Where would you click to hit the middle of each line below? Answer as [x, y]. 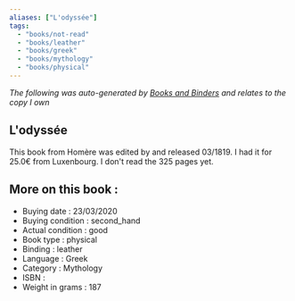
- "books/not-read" [53, 34]
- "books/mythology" [55, 59]
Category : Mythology [62, 268]
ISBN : [34, 277]
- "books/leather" [52, 42]
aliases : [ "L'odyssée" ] [53, 17]
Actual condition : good [65, 230]
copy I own [30, 102]
